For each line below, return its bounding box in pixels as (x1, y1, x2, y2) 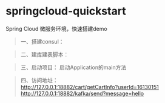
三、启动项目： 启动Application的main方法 (20, 64, 127, 71)
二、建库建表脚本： (20, 50, 69, 58)
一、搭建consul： (20, 38, 64, 45)
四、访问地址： (20, 76, 58, 84)
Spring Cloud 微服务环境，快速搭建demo (5, 25, 107, 32)
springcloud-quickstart (5, 4, 126, 18)
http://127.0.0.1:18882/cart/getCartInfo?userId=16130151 (20, 83, 159, 90)
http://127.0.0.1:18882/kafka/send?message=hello (20, 90, 144, 97)
